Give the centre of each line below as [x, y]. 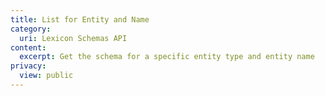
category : [31, 29]
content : [28, 47]
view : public [46, 76]
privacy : [28, 66]
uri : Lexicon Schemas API [73, 38]
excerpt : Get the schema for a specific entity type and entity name [167, 57]
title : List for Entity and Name [80, 19]
